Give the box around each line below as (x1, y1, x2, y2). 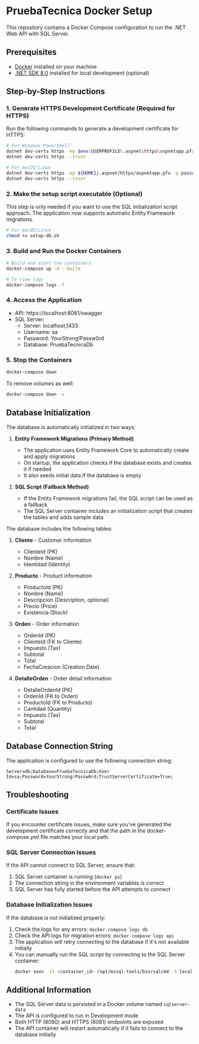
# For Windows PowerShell (6, 143, 70, 149)
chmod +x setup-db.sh (6, 232, 60, 238)
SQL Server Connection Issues (6, 848, 97, 857)
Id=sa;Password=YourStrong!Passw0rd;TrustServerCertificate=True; (6, 774, 174, 780)
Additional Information (6, 985, 91, 995)
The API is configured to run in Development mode (14, 1012, 139, 1019)
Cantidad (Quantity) (23, 705, 72, 712)
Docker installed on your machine (14, 63, 97, 70)
